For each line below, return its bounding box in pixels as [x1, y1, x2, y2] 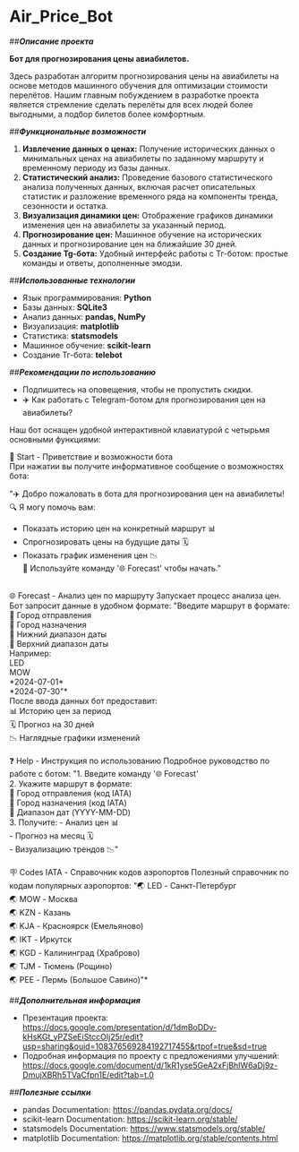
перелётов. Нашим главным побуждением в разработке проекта [9, 90, 260, 100]
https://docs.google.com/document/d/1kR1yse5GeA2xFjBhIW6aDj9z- [21, 1060, 278, 1070]
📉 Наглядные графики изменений [9, 732, 141, 743]
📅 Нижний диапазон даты [9, 629, 107, 640]
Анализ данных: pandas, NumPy [21, 311, 146, 322]
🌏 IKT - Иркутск [9, 933, 73, 944]
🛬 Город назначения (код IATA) [9, 797, 127, 808]
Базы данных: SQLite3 [21, 302, 107, 313]
